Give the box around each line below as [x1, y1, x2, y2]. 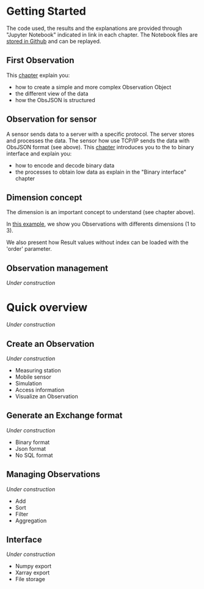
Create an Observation [6, 338, 95, 349]
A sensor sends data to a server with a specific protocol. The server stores [6, 130, 194, 138]
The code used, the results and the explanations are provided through [6, 24, 182, 32]
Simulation [15, 379, 42, 387]
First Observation [6, 55, 75, 65]
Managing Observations [6, 469, 101, 480]
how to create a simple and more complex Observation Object [15, 83, 172, 91]
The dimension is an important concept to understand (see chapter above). [6, 209, 195, 216]
